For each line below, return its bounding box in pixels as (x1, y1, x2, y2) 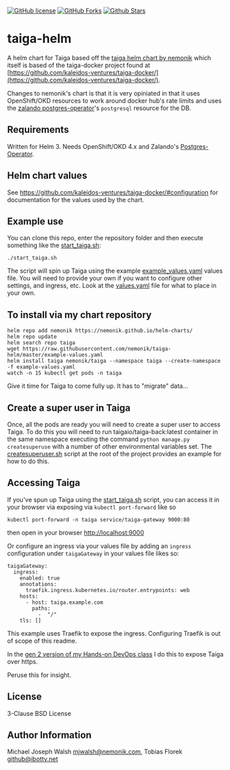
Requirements (7, 124, 69, 136)
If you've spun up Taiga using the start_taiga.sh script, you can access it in (7, 495, 220, 503)
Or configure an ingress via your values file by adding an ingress (7, 541, 192, 550)
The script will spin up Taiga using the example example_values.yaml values (7, 267, 223, 275)
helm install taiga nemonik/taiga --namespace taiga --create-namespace (7, 357, 221, 365)
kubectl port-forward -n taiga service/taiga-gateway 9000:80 (7, 516, 190, 523)
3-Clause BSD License (7, 709, 71, 717)
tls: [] (19, 617, 41, 624)
